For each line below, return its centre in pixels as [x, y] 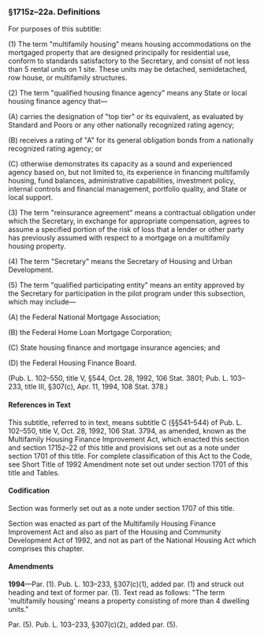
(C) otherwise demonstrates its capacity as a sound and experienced [120, 164]
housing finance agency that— [58, 102]
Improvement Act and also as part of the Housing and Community [115, 531]
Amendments [31, 567]
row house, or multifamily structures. [68, 78]
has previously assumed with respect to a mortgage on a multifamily [119, 238]
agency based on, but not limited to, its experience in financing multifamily [129, 173]
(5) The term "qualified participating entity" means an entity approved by [126, 285]
